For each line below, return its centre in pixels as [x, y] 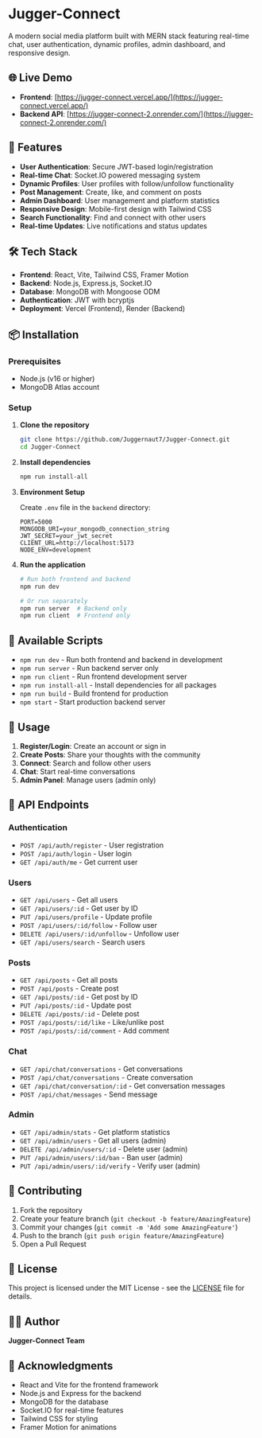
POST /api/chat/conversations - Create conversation [106, 1077]
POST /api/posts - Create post [69, 988]
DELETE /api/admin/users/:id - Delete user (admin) [104, 1149]
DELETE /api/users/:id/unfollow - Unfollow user [100, 933]
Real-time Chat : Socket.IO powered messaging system [110, 175]
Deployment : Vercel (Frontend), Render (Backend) [102, 309]
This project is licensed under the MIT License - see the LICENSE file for [126, 1288]
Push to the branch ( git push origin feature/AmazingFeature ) [122, 1235]
